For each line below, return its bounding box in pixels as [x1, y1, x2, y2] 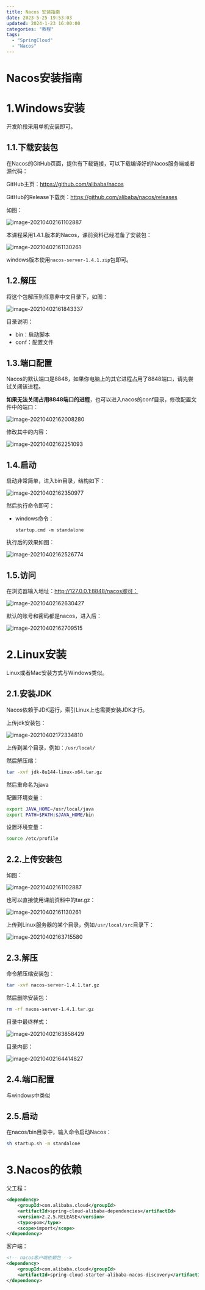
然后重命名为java [6, 781, 49, 788]
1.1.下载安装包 [6, 142, 59, 153]
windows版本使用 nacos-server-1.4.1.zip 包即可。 [6, 256, 132, 263]
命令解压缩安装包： [6, 969, 55, 977]
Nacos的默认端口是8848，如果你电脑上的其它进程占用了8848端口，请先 [6, 375, 189, 382]
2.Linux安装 [6, 648, 67, 661]
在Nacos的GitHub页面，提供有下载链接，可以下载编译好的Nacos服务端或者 [6, 159, 195, 167]
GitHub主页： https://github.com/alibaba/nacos [6, 180, 124, 188]
